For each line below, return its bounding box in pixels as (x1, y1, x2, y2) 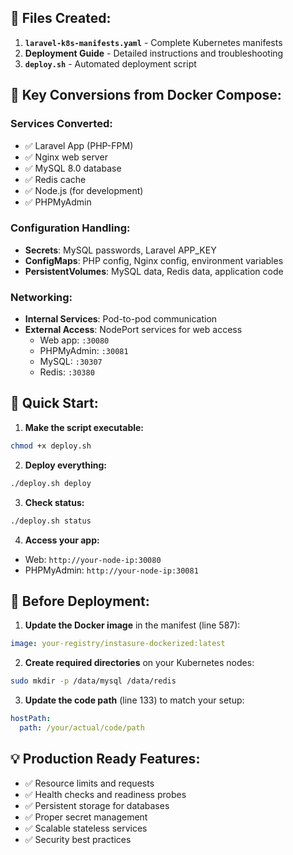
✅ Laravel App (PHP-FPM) (24, 139, 134, 151)
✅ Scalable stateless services (24, 822, 148, 834)
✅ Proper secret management (24, 811, 148, 823)
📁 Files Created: (10, 10, 112, 27)
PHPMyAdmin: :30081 (39, 345, 129, 357)
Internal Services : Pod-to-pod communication (24, 313, 218, 325)
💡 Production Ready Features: (10, 751, 201, 768)
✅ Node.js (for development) (24, 184, 144, 196)
